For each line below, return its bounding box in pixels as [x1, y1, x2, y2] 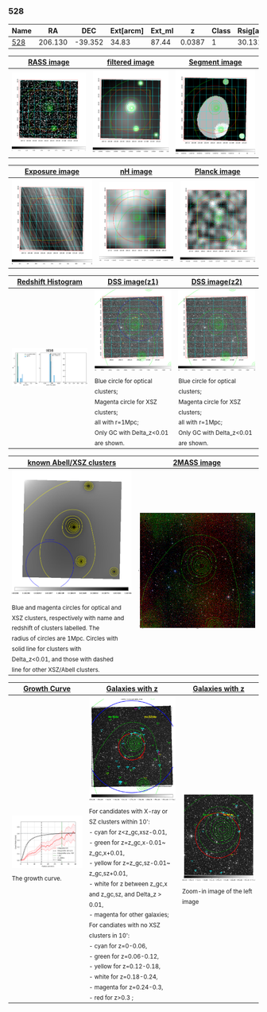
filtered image [106, 57, 155, 67]
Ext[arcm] [110, 25, 145, 35]
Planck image [194, 167, 241, 176]
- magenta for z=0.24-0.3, [88, 983, 164, 991]
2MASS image [172, 457, 221, 467]
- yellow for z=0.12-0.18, [88, 963, 161, 971]
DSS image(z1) [107, 277, 159, 287]
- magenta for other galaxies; [88, 911, 169, 919]
